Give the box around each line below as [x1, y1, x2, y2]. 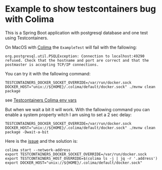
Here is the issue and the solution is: [5, 138, 78, 144]
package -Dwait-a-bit [5, 130, 49, 135]
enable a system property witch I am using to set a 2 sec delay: [5, 112, 132, 118]
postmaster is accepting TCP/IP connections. [5, 62, 99, 67]
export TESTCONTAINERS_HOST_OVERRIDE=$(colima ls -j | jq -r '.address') [5, 156, 158, 161]
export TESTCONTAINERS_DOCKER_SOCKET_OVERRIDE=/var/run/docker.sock [5, 152, 147, 156]
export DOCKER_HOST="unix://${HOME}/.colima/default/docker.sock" [5, 160, 143, 165]
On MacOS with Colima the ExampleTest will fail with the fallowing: [5, 44, 137, 50]
